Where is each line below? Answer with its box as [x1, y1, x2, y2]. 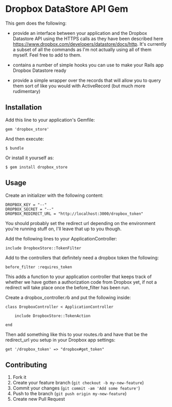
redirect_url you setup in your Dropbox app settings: [5, 337, 116, 343]
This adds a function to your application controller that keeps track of [5, 273, 152, 280]
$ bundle [5, 145, 24, 151]
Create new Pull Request [12, 396, 65, 402]
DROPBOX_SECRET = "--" [5, 207, 54, 212]
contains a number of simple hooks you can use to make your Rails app [12, 62, 164, 68]
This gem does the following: [5, 20, 67, 26]
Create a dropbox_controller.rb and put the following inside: [5, 294, 131, 301]
